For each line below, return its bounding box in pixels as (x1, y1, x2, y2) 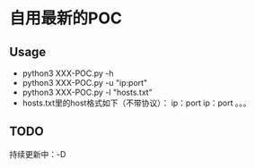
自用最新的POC (9, 8, 123, 29)
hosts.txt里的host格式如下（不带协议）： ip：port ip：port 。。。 (22, 97, 251, 108)
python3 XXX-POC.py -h (22, 68, 114, 79)
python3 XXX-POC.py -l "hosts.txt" (22, 87, 153, 97)
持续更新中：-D (9, 148, 66, 159)
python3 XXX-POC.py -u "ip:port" (22, 78, 148, 88)
